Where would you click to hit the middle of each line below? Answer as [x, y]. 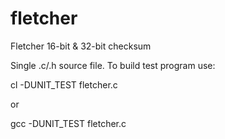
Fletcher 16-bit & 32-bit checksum [81, 46]
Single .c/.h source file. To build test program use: [113, 65]
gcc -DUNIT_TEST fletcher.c [68, 123]
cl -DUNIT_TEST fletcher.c [64, 84]
